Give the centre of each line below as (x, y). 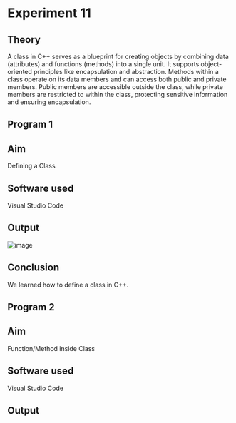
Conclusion (34, 268)
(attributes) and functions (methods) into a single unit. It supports (103, 64)
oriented (20, 72)
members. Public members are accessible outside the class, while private (115, 87)
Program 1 (30, 124)
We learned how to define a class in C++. (68, 285)
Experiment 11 (49, 13)
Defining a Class (31, 166)
